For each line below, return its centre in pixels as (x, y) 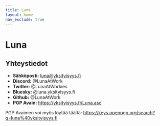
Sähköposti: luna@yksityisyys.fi (47, 76)
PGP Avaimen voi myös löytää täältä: (44, 113)
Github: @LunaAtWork (37, 97)
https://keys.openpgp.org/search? (119, 113)
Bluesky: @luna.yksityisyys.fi (44, 92)
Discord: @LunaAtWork (38, 81)
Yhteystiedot (27, 64)
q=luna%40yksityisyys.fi (31, 118)
